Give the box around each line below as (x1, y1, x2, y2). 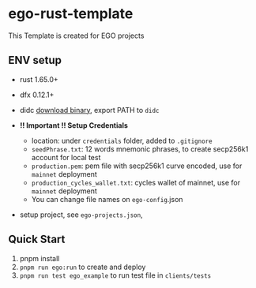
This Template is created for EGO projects (8, 31, 145, 40)
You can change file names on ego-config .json (31, 194, 183, 204)
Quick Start (8, 233, 66, 246)
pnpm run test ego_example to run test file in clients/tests (19, 270, 212, 280)
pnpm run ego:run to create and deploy (19, 262, 146, 271)
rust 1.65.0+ (19, 74, 59, 84)
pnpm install (19, 253, 60, 263)
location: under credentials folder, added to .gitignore (31, 136, 213, 145)
